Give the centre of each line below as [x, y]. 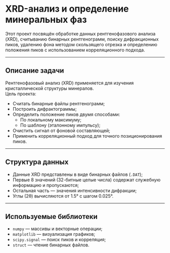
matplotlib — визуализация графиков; [54, 234]
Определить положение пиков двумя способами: [66, 114]
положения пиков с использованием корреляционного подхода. [75, 50]
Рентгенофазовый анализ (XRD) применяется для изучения [70, 83]
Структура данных [37, 162]
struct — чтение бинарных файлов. [51, 245]
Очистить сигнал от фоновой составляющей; [61, 131]
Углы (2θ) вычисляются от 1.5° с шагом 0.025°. [63, 196]
